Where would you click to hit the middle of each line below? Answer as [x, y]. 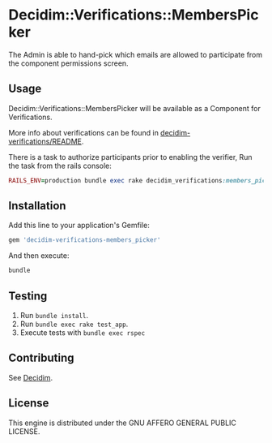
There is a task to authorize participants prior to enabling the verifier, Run [130, 157]
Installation [37, 206]
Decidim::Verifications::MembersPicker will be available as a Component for [134, 108]
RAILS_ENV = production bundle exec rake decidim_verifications [115, 180]
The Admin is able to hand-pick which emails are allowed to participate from [136, 54]
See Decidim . [31, 377]
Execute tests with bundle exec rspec [83, 333]
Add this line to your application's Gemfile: [79, 226]
